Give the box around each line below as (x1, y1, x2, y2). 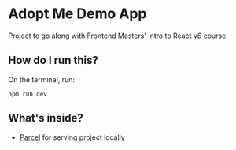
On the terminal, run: (8, 74, 75, 84)
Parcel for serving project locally (19, 132, 126, 142)
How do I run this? (8, 54, 98, 67)
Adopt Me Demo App (8, 5, 147, 23)
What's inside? (8, 111, 84, 125)
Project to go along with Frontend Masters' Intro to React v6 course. (8, 31, 228, 40)
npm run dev (8, 90, 47, 98)
